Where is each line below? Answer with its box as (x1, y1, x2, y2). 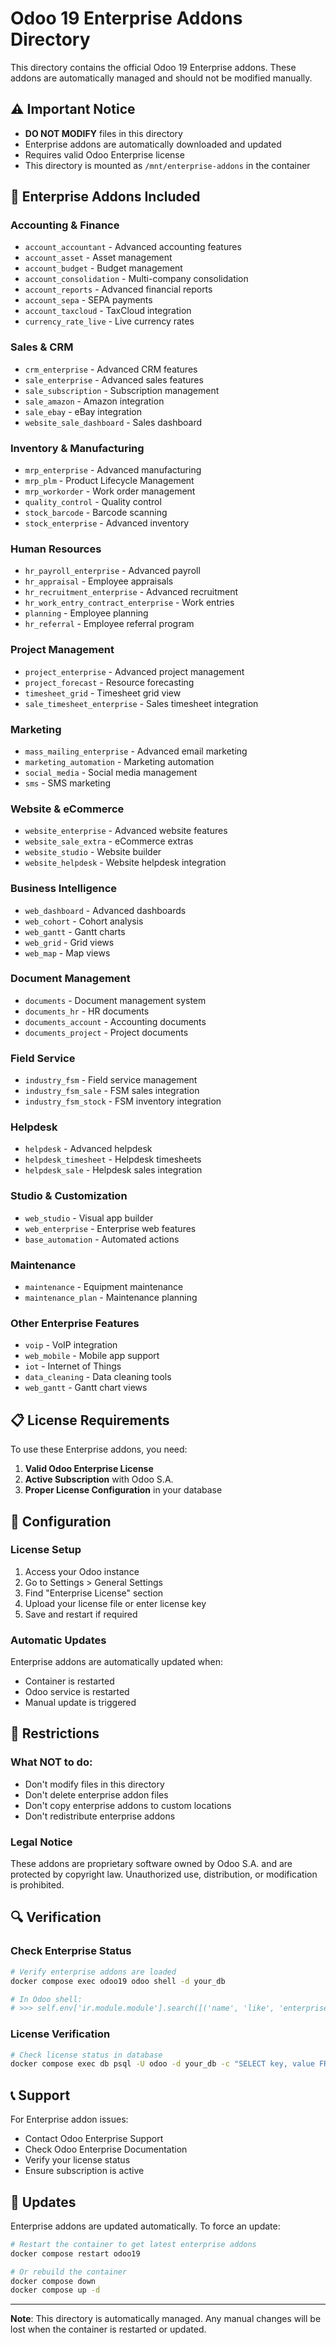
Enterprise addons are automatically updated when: (10, 1656, 223, 1668)
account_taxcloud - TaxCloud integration (24, 305, 192, 317)
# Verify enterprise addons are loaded (10, 1967, 177, 1977)
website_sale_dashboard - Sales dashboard (24, 416, 203, 428)
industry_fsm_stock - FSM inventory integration (24, 1095, 222, 1107)
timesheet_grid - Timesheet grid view (24, 687, 182, 699)
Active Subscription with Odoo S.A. (24, 1473, 174, 1486)
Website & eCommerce (10, 802, 125, 816)
